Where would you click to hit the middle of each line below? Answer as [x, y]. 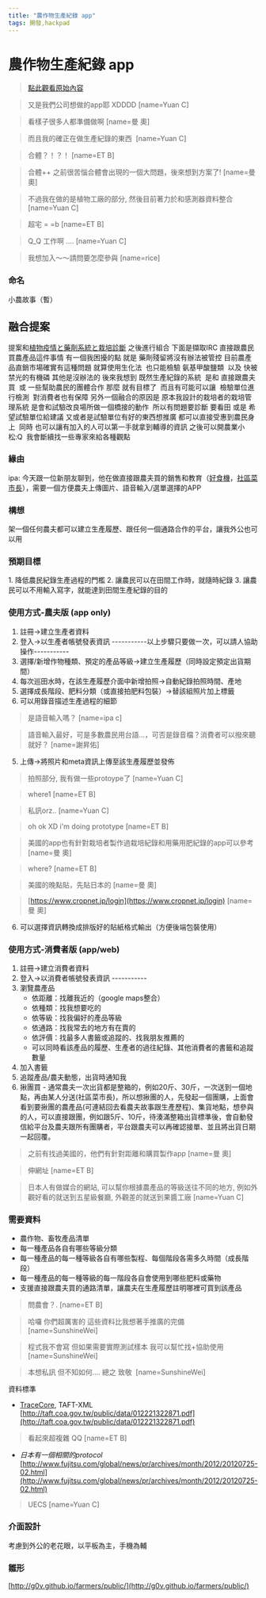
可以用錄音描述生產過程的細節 [68, 701]
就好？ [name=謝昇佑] [63, 744]
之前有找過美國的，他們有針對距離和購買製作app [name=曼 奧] [129, 1154]
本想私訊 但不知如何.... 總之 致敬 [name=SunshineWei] [116, 1372]
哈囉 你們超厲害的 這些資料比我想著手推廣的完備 [106, 1322]
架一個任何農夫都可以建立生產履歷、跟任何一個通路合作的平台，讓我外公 [126, 529]
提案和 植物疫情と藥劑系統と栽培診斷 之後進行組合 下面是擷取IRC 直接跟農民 [131, 347]
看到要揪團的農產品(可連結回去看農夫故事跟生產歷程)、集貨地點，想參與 [137, 1107]
